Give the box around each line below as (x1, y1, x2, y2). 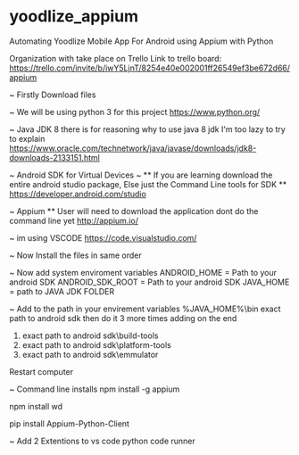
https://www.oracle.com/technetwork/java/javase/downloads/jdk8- (9, 143, 257, 153)
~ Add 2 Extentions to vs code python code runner (9, 435, 196, 446)
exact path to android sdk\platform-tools (21, 339, 171, 350)
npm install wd (9, 401, 63, 411)
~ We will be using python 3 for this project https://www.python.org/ (9, 106, 261, 117)
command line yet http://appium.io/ (9, 215, 138, 226)
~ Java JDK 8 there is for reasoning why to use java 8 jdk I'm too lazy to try (9, 123, 286, 135)
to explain (9, 133, 46, 144)
